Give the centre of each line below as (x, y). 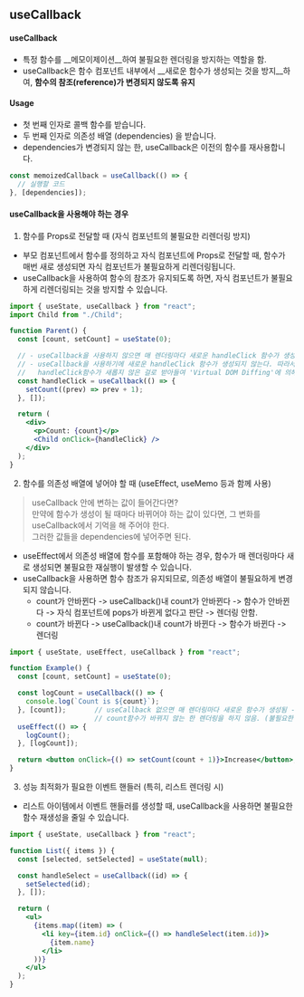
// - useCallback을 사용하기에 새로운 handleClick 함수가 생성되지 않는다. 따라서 (157, 364)
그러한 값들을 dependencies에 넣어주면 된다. (111, 536)
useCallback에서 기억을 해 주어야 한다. (100, 525)
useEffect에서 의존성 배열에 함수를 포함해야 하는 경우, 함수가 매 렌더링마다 (153, 555)
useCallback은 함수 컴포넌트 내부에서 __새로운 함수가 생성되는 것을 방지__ (152, 71)
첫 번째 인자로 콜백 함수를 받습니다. (84, 124)
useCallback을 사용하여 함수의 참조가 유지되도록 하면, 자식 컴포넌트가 (146, 278)
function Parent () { (48, 331)
